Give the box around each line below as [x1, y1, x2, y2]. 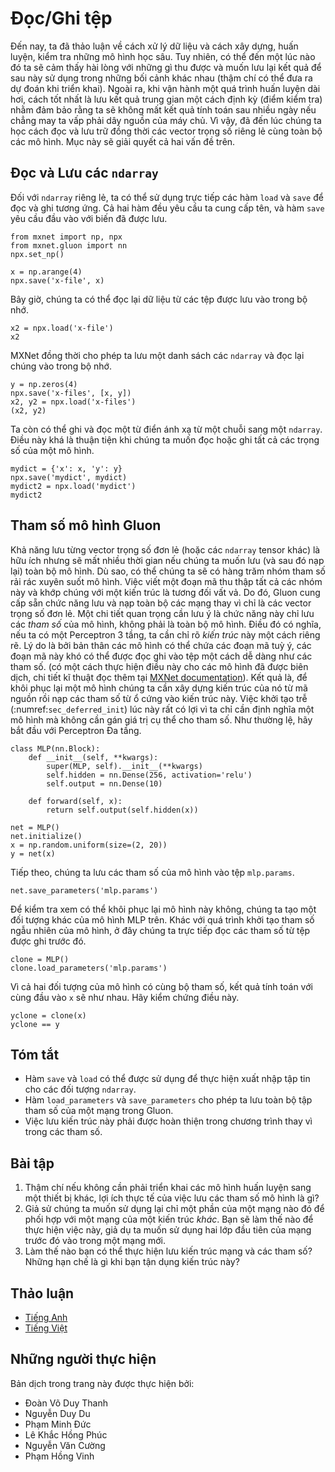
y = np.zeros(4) [10, 379, 78, 389]
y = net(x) [10, 848, 56, 859]
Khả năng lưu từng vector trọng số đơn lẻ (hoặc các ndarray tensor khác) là [10, 543, 321, 556]
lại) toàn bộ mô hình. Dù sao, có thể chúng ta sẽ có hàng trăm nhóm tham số [10, 565, 326, 577]
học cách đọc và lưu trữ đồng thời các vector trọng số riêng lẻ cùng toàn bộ [10, 125, 323, 137]
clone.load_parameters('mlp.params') [10, 963, 168, 973]
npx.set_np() [10, 249, 65, 259]
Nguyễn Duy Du [24, 1407, 91, 1419]
